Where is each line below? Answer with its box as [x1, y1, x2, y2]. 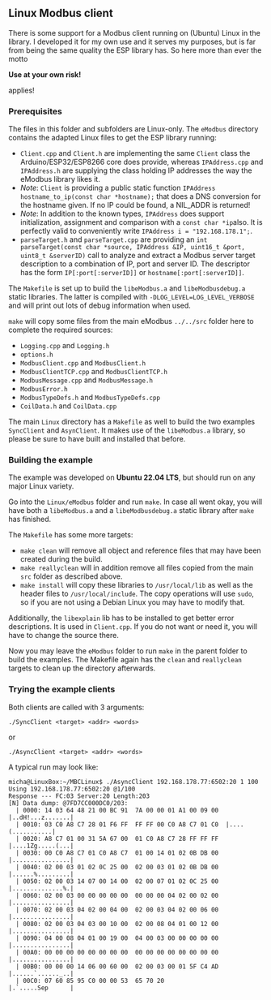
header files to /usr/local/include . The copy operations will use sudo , [19, 588, 255, 599]
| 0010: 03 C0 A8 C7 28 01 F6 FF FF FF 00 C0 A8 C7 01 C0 [15, 820, 219, 829]
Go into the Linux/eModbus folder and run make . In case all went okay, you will [8, 497, 263, 506]
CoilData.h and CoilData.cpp [19, 401, 117, 411]
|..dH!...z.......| [8, 813, 74, 821]
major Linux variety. [8, 481, 74, 491]
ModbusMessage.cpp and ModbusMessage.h [19, 375, 154, 385]
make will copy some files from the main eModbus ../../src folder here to [8, 317, 254, 326]
